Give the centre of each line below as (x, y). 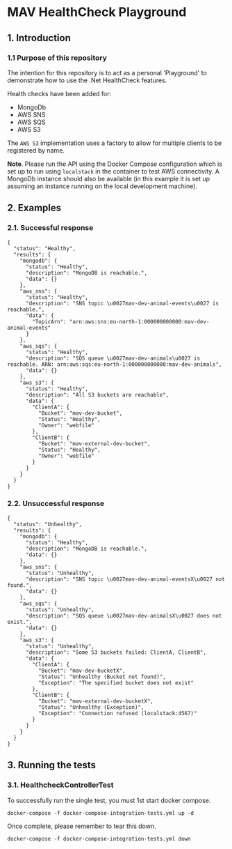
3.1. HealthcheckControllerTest (60, 785)
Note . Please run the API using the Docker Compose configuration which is (115, 164)
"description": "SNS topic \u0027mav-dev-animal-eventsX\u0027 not (125, 579)
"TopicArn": (50, 321)
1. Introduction (39, 38)
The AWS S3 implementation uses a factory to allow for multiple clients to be (115, 143)
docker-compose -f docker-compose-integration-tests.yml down (99, 839)
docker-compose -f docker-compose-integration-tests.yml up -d (101, 813)
